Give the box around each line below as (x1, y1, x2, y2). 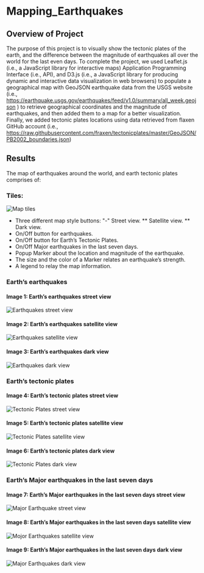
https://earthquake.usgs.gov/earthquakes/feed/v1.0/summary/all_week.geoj (6, 97, 197, 104)
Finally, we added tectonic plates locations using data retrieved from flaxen (6, 116, 195, 123)
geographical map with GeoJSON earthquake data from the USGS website (6, 84, 193, 91)
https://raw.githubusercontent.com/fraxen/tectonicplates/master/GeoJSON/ (6, 130, 197, 136)
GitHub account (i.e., (6, 123, 58, 130)
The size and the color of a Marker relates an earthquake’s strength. (15, 256, 186, 263)
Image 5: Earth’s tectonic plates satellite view (6, 420, 124, 427)
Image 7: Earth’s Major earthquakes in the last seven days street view (6, 491, 186, 498)
